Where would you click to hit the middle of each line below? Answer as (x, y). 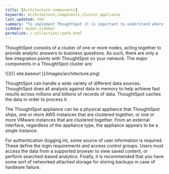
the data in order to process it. (37, 99)
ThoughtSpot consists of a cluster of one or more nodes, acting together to (83, 48)
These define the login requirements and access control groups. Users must (84, 146)
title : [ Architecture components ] (42, 10)
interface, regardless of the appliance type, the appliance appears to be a (82, 125)
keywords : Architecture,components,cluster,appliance (63, 15)
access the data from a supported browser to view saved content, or (76, 151)
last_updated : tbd (24, 19)
